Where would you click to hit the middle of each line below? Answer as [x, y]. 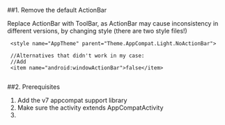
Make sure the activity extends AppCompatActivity [90, 108]
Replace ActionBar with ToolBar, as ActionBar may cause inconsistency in [113, 23]
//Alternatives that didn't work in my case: [77, 56]
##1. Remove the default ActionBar [57, 10]
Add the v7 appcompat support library [72, 100]
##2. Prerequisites [34, 87]
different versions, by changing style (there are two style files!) [98, 31]
